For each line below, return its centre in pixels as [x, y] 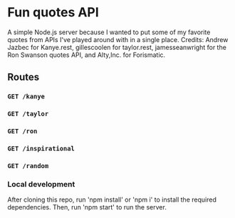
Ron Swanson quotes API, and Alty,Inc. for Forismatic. [87, 55]
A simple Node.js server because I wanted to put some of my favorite [109, 32]
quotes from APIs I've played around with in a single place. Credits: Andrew [118, 39]
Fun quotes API [53, 12]
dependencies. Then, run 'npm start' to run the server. [87, 207]
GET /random [28, 166]
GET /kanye [26, 97]
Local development [41, 184]
